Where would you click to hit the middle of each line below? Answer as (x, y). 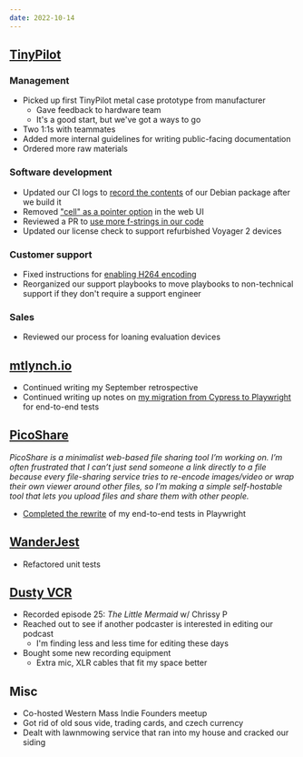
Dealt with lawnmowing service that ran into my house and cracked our (156, 732)
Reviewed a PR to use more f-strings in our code (113, 221)
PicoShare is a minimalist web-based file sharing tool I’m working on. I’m (146, 457)
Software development (61, 172)
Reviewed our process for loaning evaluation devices (121, 337)
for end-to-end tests (61, 407)
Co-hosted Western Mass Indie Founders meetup (115, 713)
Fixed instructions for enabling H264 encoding (109, 274)
